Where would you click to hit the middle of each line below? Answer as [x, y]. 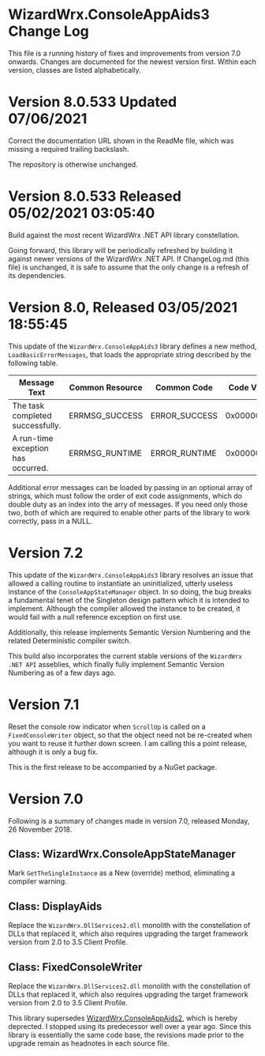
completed [32, 415]
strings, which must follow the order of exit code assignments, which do [125, 496]
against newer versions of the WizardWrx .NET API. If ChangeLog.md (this [129, 258]
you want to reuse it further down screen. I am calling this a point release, [128, 743]
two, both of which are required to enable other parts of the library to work [129, 512]
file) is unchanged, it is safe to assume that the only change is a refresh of [129, 267]
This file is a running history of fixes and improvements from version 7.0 [125, 53]
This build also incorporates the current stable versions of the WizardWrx [125, 656]
